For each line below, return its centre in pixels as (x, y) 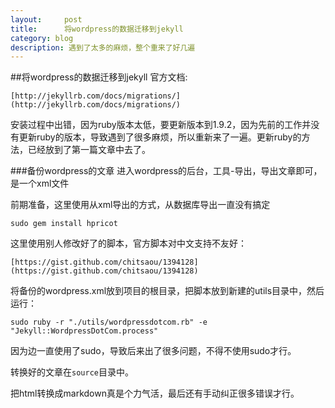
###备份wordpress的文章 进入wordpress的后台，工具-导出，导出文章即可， (166, 171)
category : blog (42, 38)
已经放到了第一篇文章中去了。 (89, 150)
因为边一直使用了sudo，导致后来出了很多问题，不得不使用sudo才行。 (153, 351)
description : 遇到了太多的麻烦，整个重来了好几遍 (103, 47)
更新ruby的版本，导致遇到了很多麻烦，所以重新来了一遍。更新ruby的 (160, 137)
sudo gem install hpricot (64, 224)
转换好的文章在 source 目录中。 (72, 372)
